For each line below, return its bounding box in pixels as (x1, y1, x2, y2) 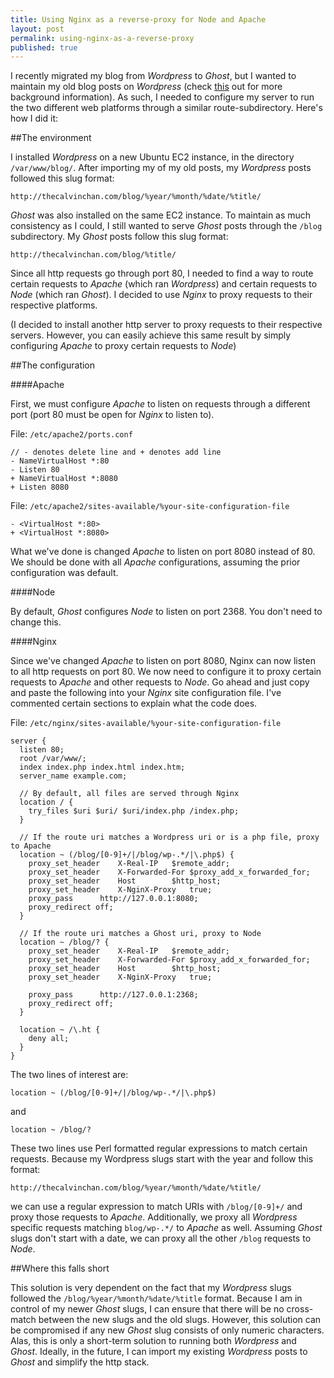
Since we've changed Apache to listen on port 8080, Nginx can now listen (10, 655, 316, 667)
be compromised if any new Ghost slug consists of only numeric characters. (10, 1324, 325, 1336)
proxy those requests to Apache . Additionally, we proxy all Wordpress (10, 1211, 298, 1223)
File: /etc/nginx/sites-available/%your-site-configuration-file (10, 717, 282, 729)
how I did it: (10, 112, 58, 125)
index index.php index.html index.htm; (19, 762, 186, 773)
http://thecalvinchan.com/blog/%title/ (10, 250, 177, 260)
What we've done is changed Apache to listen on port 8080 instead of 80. (10, 546, 316, 558)
